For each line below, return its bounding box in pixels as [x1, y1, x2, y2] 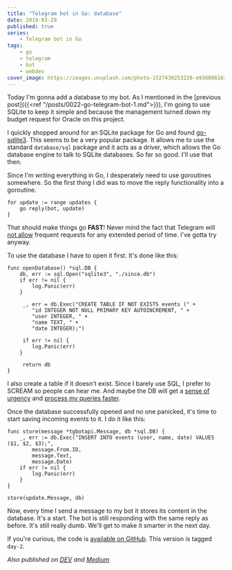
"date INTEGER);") [32, 325, 85, 332]
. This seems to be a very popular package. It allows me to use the [26, 136, 215, 144]
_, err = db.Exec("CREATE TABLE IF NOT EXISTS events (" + [22, 301, 196, 308]
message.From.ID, [32, 446, 81, 453]
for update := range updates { [7, 199, 97, 206]
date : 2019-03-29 [7, 17, 57, 23]
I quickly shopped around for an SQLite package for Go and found [7, 128, 195, 137]
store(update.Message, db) [7, 495, 85, 502]
